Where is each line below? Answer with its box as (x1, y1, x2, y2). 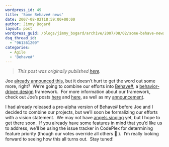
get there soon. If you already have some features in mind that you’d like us (5, 120, 162, 126)
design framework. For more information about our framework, (19, 89, 151, 95)
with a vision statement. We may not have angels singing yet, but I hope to (5, 115, 160, 121)
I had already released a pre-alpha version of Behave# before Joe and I (5, 104, 153, 110)
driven (5, 89, 19, 95)
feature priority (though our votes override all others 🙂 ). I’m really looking (5, 131, 159, 137)
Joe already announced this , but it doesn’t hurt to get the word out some (5, 78, 156, 84)
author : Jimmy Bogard (5, 21, 51, 27)
